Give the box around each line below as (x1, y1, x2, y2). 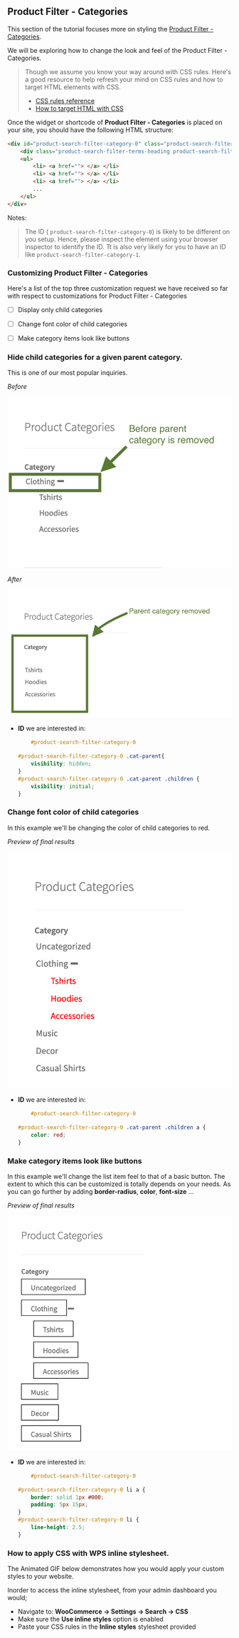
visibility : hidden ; (31, 760, 92, 768)
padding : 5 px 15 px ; (31, 1501, 89, 1509)
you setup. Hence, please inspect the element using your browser (24, 235, 218, 243)
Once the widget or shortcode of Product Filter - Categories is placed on (7, 118, 223, 126)
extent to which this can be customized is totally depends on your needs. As (7, 1180, 231, 1188)
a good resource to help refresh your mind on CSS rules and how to (24, 75, 223, 84)
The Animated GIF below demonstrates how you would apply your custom (7, 1564, 225, 1573)
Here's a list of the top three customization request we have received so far (7, 283, 228, 292)
